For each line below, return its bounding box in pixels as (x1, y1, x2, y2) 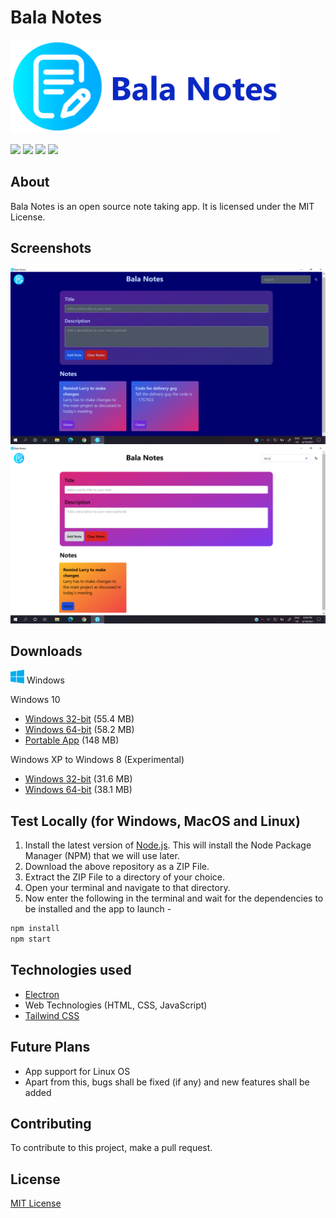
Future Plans (10, 1039, 91, 1056)
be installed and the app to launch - (24, 903, 172, 915)
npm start (10, 934, 52, 945)
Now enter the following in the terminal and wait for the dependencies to (24, 892, 324, 905)
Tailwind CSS (24, 1009, 80, 1021)
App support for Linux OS (24, 1065, 131, 1077)
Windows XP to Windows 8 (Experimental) (10, 754, 185, 766)
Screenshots (10, 240, 92, 257)
